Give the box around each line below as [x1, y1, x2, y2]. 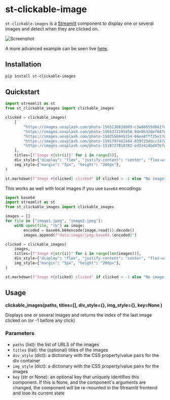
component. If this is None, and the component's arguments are [12, 379, 146, 385]
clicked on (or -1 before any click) [5, 317, 75, 323]
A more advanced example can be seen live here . [5, 45, 109, 51]
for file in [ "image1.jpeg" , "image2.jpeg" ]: [5, 218, 103, 224]
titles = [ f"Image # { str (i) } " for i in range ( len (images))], [14, 251, 142, 256]
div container [12, 357, 40, 363]
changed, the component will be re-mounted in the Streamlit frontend [12, 384, 158, 390]
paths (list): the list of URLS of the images [12, 341, 100, 347]
